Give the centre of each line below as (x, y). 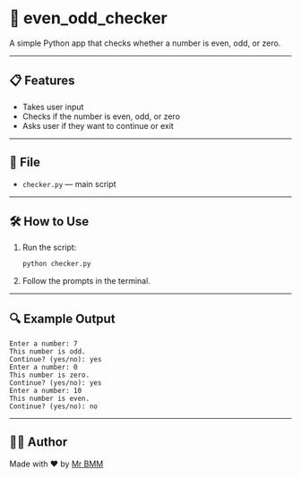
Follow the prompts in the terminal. (86, 281)
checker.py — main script (69, 184)
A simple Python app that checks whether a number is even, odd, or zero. (145, 43)
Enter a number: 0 (43, 367)
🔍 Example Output (62, 318)
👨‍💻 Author (39, 442)
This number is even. (50, 399)
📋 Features (42, 81)
